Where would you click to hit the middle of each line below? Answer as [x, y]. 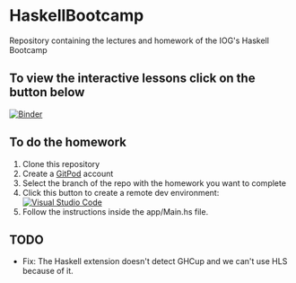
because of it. [48, 271]
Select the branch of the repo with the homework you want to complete [154, 183]
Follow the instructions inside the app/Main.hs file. [115, 211]
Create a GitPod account [68, 173]
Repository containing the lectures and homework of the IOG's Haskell [139, 40]
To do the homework [68, 142]
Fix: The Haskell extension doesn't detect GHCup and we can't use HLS [155, 261]
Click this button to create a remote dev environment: [121, 192]
